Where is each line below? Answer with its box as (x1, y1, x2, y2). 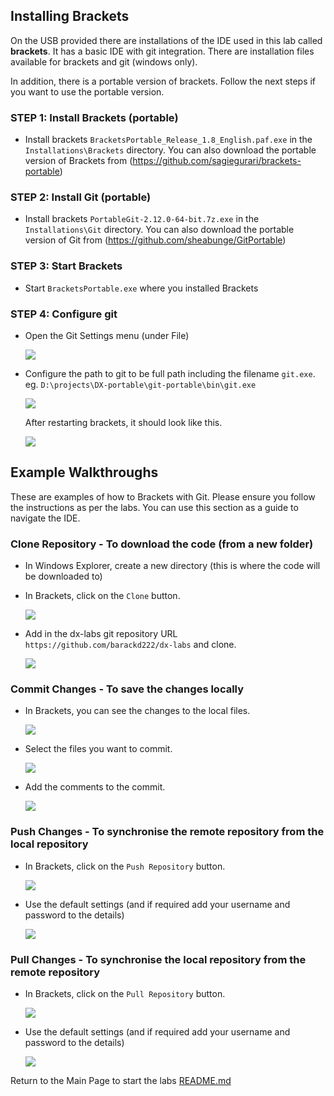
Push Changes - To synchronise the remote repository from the (10, 825, 325, 839)
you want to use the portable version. (10, 85, 165, 98)
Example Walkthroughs (10, 464, 159, 481)
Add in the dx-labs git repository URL (24, 628, 178, 640)
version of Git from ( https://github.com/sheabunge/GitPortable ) (24, 234, 287, 246)
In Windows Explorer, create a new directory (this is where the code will (24, 560, 321, 572)
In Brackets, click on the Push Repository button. (24, 860, 226, 872)
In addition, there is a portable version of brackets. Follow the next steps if (10, 75, 317, 87)
